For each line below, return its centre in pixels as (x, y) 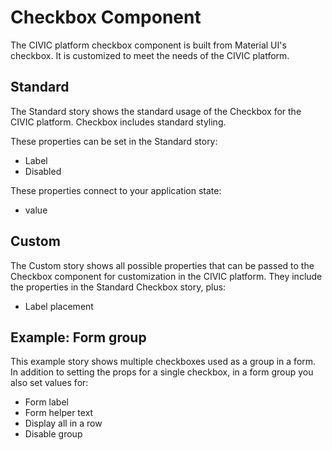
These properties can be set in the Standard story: (114, 141)
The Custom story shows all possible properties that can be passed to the (162, 265)
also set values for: (49, 383)
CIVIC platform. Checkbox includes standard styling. (118, 122)
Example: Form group (78, 337)
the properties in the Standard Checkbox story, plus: (118, 287)
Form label (46, 402)
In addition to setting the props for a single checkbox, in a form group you (162, 372)
